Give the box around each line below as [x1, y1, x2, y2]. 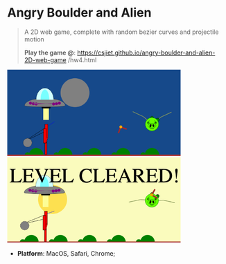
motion [24, 35, 45, 43]
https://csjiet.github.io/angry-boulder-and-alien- [77, 48, 216, 57]
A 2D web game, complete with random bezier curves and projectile [24, 28, 219, 36]
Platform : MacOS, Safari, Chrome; [17, 249, 116, 258]
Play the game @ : [24, 48, 76, 57]
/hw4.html [68, 55, 97, 64]
